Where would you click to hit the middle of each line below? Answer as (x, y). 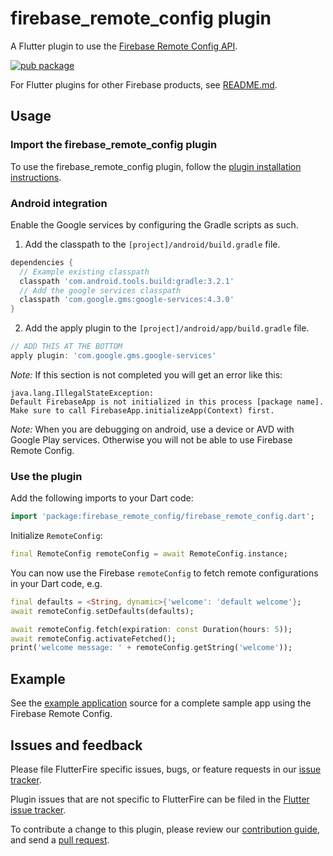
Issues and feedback (76, 745)
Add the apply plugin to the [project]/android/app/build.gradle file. (167, 328)
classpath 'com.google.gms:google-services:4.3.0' (127, 300)
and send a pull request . (60, 839)
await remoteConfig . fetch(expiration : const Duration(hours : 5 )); (151, 629)
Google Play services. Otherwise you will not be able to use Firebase (151, 439)
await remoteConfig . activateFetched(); (93, 638)
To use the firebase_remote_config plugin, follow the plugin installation (156, 166)
